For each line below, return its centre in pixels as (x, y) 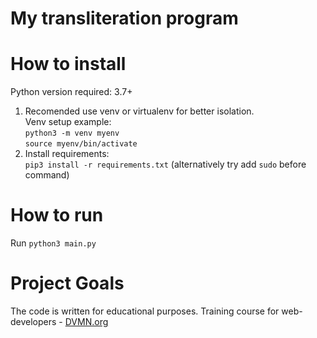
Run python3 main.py (53, 243)
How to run (57, 215)
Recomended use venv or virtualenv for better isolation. (139, 111)
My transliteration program (124, 18)
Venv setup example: (68, 122)
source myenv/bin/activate (81, 144)
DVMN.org (86, 321)
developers (33, 321)
